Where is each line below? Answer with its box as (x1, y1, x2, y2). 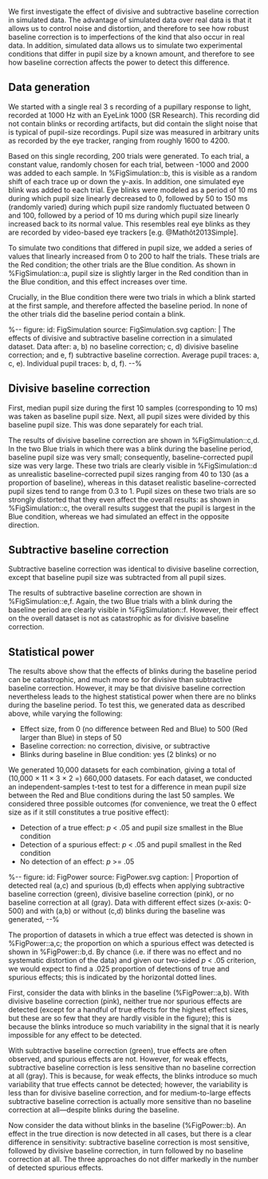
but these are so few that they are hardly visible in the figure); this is (8, 1013, 232, 1023)
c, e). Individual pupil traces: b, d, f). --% (8, 358, 142, 368)
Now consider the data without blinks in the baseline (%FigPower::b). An (8, 1121, 246, 1130)
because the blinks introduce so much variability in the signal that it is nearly (8, 1022, 260, 1031)
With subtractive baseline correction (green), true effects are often (8, 1046, 227, 1055)
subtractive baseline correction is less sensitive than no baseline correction (8, 1063, 257, 1072)
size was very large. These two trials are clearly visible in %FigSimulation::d (8, 460, 258, 470)
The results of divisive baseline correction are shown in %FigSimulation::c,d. (8, 435, 260, 445)
